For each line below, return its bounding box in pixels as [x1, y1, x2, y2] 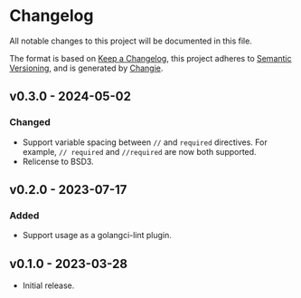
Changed [9, 116, 52, 129]
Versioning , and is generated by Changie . [9, 62, 164, 73]
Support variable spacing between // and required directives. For [22, 137, 268, 148]
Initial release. [22, 280, 75, 291]
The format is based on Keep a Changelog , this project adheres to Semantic [9, 53, 292, 63]
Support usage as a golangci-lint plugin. [22, 230, 172, 241]
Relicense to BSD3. [22, 156, 94, 167]
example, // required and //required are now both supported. [22, 146, 257, 157]
